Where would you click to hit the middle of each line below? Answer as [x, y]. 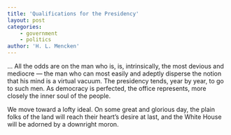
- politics [36, 40]
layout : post [26, 20]
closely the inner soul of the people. [59, 96]
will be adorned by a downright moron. [63, 124]
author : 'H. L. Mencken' [43, 46]
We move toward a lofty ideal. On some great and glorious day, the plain [111, 109]
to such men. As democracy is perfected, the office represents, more [107, 88]
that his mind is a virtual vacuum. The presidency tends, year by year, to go [115, 81]
